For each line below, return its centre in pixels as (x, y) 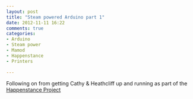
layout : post (22, 12)
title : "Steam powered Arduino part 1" (56, 17)
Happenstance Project (34, 90)
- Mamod (16, 50)
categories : (21, 34)
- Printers (20, 61)
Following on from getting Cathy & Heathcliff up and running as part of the (97, 84)
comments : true (25, 28)
